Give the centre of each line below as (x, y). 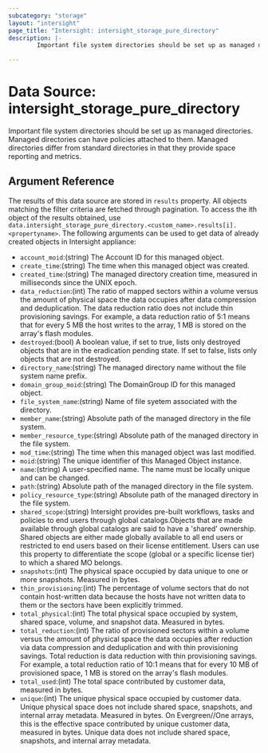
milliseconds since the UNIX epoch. (78, 282)
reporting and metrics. (45, 157)
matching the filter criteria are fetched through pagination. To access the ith (133, 209)
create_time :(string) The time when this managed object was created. (134, 265)
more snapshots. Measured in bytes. (80, 579)
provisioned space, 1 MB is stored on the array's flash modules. (124, 672)
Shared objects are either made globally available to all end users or (131, 537)
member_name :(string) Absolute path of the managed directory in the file (135, 418)
